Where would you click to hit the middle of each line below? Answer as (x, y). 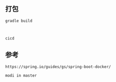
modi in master (21, 75)
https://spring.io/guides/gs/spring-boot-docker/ (58, 66)
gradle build (19, 21)
